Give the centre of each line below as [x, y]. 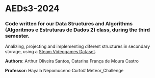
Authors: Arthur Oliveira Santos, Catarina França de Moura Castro [72, 61]
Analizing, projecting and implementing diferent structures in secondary [78, 46]
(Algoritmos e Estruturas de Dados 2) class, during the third [77, 30]
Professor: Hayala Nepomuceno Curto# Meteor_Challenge [64, 71]
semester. [17, 36]
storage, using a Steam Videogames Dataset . [51, 52]
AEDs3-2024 [32, 9]
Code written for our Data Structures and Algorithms [69, 24]
